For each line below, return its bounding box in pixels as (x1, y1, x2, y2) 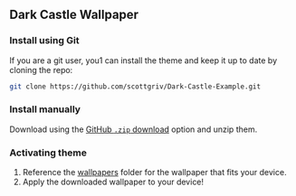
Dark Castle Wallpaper (9, 7, 138, 23)
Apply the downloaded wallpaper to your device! (22, 176, 205, 188)
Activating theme (9, 146, 88, 159)
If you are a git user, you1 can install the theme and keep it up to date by (9, 54, 278, 66)
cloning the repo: (9, 64, 73, 75)
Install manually (9, 103, 81, 116)
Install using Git (9, 34, 80, 47)
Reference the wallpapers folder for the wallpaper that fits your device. (22, 167, 287, 178)
